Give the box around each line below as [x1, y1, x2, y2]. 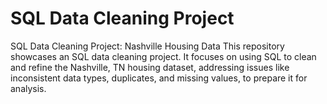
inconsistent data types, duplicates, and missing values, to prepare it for [10, 72, 308, 84]
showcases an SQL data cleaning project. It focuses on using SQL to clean [10, 50, 317, 62]
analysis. [10, 82, 47, 94]
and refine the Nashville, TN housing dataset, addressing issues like [10, 61, 290, 73]
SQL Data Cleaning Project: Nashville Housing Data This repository [10, 40, 285, 52]
